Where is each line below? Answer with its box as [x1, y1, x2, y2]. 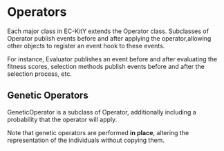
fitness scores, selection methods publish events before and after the [7, 62, 205, 70]
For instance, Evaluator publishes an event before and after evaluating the [7, 54, 218, 63]
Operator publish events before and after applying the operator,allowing [7, 34, 212, 42]
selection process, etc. [7, 70, 73, 78]
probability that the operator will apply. [7, 115, 118, 123]
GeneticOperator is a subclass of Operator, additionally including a [7, 108, 197, 116]
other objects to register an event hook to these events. [7, 41, 165, 50]
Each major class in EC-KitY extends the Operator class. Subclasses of [7, 27, 209, 35]
